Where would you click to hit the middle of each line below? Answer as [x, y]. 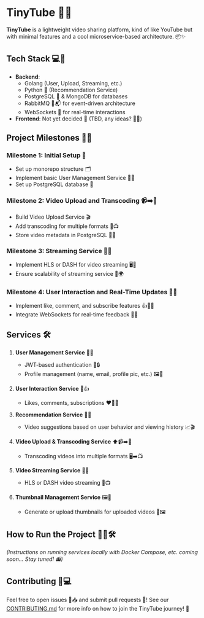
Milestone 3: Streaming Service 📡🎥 [59, 251]
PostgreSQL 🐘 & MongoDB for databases [76, 96]
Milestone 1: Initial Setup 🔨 [47, 155]
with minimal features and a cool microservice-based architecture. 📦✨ [96, 36]
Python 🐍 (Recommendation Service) [71, 90]
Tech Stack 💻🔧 [36, 59]
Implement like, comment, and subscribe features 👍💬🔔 [85, 306]
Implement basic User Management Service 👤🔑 [75, 178]
